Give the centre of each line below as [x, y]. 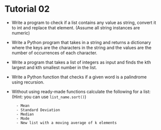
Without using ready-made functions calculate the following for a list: [81, 91]
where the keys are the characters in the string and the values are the [81, 47]
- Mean [23, 106]
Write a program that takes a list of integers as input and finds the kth [81, 62]
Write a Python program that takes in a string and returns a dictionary [81, 42]
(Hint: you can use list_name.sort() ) [49, 97]
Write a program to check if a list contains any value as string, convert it [84, 22]
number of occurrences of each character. [54, 53]
